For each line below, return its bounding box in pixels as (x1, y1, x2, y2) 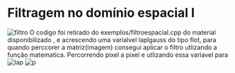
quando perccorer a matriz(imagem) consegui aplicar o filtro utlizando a (7, 43, 217, 51)
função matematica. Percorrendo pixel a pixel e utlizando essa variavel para (7, 51, 229, 59)
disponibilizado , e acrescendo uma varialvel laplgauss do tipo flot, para (7, 35, 217, 44)
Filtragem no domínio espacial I (7, 5, 195, 21)
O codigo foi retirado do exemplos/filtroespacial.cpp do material (29, 28, 216, 36)
